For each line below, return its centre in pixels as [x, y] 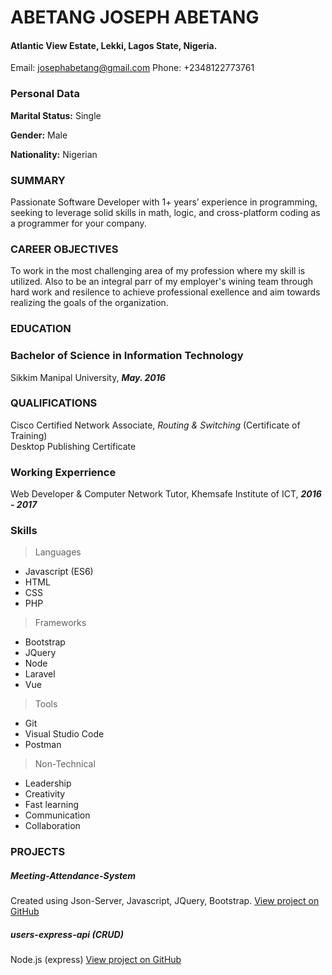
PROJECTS [38, 852]
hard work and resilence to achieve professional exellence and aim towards [165, 292]
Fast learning [52, 805]
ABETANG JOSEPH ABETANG [135, 17]
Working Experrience [63, 472]
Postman [43, 745]
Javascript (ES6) [59, 572]
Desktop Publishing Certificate [73, 446]
